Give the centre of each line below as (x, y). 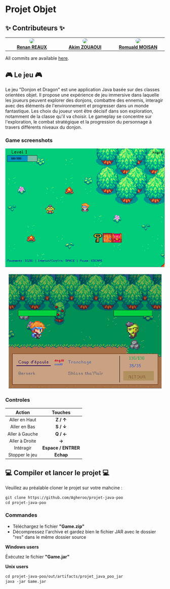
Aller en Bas (23, 427)
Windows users (22, 547)
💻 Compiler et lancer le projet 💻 (57, 473)
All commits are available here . (37, 58)
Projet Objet (31, 9)
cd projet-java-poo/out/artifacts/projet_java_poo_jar (64, 576)
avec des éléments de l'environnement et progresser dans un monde (77, 106)
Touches (61, 412)
